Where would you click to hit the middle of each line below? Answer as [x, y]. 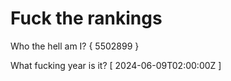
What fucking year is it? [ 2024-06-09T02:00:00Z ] [116, 65]
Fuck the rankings [86, 18]
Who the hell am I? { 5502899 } [75, 46]
